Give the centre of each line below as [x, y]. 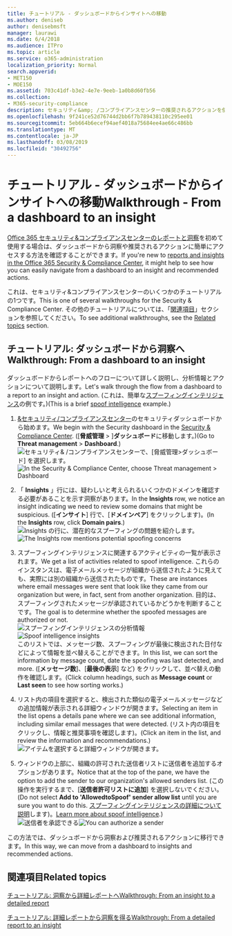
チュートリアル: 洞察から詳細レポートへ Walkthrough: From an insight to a [111, 895]
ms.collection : [29, 98]
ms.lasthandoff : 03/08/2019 [48, 143]
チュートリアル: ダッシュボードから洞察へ [96, 349]
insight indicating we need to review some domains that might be [109, 506]
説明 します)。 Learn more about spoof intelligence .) [90, 813]
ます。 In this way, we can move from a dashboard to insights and [99, 846]
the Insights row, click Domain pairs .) [71, 522]
